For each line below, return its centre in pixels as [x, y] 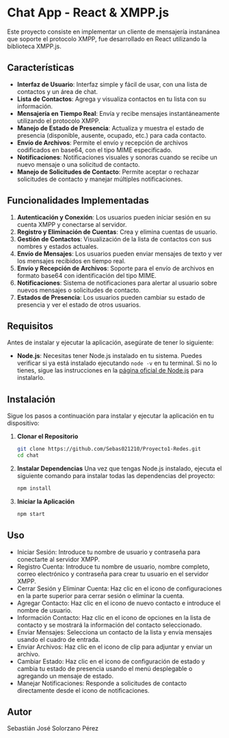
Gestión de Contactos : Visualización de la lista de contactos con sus [114, 239]
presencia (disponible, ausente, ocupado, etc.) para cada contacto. [112, 135]
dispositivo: [23, 423]
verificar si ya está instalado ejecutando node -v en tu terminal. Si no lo [117, 363]
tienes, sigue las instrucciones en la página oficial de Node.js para [110, 370]
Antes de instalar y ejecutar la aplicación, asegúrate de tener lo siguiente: [110, 343]
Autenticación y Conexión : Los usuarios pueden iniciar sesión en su [114, 217]
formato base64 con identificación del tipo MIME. [87, 275]
